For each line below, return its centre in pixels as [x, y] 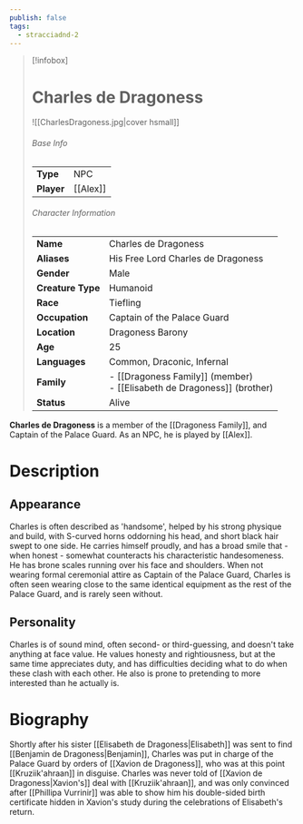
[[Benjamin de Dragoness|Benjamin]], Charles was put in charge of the [142, 754]
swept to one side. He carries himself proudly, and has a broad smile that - [149, 545]
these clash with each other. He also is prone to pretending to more [135, 673]
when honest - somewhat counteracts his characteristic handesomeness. [147, 555]
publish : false [38, 18]
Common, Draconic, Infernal [168, 361]
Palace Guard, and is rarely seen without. [86, 593]
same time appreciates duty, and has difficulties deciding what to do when [148, 663]
